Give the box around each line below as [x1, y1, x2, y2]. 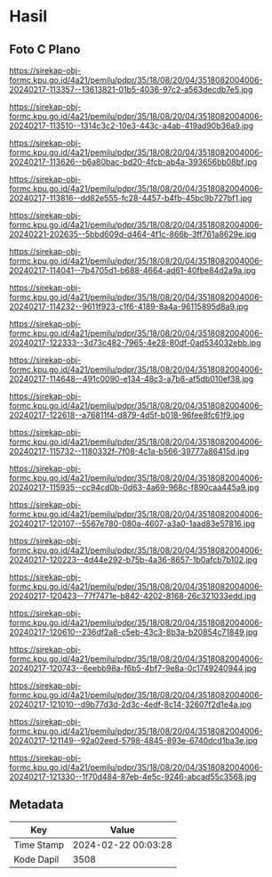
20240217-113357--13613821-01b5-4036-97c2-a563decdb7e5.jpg [9, 85, 253, 94]
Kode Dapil [13, 853, 60, 865]
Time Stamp [13, 839, 65, 851]
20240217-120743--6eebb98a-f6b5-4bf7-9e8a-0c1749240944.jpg [9, 663, 257, 673]
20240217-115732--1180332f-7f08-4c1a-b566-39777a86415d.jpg [9, 446, 250, 456]
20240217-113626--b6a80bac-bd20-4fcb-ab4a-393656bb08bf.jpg [9, 157, 258, 166]
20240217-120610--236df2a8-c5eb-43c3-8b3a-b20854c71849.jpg [9, 627, 258, 637]
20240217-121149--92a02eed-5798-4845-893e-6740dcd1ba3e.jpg [9, 735, 258, 745]
